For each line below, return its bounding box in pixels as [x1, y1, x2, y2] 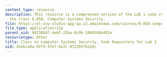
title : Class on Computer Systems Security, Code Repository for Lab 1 [5, 40, 157, 45]
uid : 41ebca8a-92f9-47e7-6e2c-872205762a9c [5, 44, 97, 49]
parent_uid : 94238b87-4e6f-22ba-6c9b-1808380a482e [5, 30, 112, 35]
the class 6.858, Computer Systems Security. [9, 16, 106, 21]
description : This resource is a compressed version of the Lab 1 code [5, 12, 157, 17]
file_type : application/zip [5, 26, 64, 31]
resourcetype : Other [5, 35, 48, 40]
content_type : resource [5, 7, 55, 12]
